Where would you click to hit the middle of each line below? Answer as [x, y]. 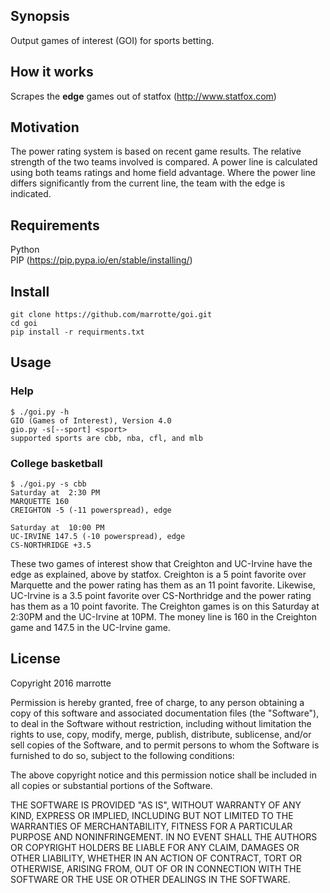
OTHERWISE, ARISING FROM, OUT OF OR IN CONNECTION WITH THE [156, 868]
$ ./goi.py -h [40, 412]
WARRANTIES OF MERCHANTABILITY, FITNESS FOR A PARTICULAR [151, 826]
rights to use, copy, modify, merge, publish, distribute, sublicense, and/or [161, 734]
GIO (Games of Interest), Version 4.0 [91, 420]
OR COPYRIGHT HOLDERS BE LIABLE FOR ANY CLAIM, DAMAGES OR [155, 847]
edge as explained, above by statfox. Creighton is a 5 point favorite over [158, 575]
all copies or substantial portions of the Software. [111, 785]
